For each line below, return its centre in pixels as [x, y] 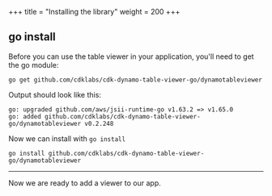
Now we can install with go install [67, 138]
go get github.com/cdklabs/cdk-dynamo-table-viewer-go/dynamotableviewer [136, 80]
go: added [25, 116]
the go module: [34, 65]
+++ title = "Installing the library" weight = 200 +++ [94, 12]
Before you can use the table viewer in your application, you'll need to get [131, 56]
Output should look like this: [55, 94]
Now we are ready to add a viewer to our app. [85, 183]
